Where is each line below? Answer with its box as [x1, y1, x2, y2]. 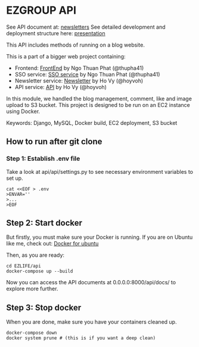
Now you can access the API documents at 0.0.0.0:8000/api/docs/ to [6, 279, 176, 286]
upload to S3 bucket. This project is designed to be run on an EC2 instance [6, 101, 191, 108]
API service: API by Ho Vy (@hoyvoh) [14, 83, 107, 90]
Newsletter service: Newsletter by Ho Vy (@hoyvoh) [14, 77, 144, 84]
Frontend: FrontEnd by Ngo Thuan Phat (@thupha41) [14, 64, 144, 72]
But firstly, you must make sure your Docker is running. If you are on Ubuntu [6, 234, 193, 241]
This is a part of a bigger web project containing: [6, 53, 126, 60]
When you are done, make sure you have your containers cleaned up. [6, 318, 177, 325]
